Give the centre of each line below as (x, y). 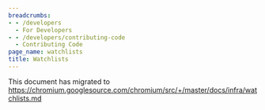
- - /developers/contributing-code (67, 37)
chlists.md (25, 98)
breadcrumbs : (30, 15)
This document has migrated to (59, 81)
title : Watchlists (38, 60)
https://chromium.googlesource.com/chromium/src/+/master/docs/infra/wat (132, 90)
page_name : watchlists (45, 52)
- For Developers (44, 30)
